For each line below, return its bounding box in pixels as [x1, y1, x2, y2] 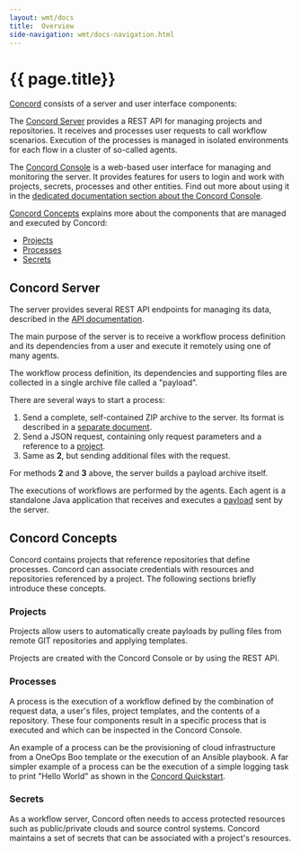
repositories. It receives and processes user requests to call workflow [9, 125, 268, 136]
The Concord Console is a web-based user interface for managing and [9, 162, 271, 173]
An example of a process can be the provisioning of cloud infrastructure [9, 741, 276, 752]
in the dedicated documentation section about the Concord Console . [9, 191, 263, 202]
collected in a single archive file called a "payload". [9, 377, 199, 388]
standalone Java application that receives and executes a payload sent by [9, 495, 283, 506]
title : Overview [9, 22, 75, 31]
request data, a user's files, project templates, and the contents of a [9, 705, 260, 716]
